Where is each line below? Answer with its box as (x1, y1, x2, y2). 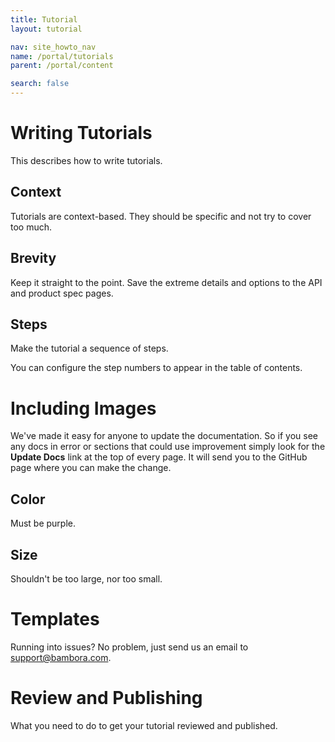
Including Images (10, 397, 157, 420)
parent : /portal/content (10, 61, 114, 71)
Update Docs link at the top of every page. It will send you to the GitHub (10, 451, 308, 463)
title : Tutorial (10, 14, 78, 25)
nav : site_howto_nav (10, 42, 97, 52)
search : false (10, 79, 70, 89)
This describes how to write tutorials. (10, 154, 163, 166)
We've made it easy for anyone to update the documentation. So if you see (10, 430, 319, 442)
